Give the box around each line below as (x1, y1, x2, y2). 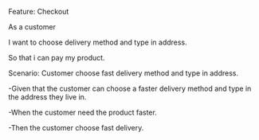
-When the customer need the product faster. (8, 107, 157, 117)
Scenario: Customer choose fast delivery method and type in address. (8, 68, 239, 78)
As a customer (8, 22, 56, 31)
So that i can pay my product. (8, 53, 105, 62)
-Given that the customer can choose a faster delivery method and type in (8, 84, 252, 93)
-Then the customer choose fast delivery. (8, 123, 144, 132)
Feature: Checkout (8, 7, 69, 16)
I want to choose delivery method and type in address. (8, 37, 187, 47)
